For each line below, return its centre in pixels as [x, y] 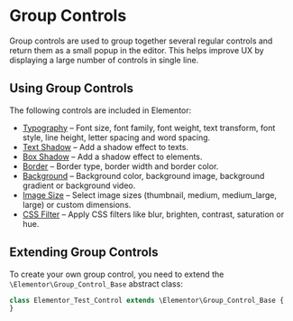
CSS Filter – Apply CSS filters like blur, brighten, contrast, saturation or [153, 214]
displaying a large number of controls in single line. [104, 60]
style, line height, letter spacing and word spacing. [116, 137]
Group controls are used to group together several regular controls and [141, 41]
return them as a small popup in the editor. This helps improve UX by [137, 50]
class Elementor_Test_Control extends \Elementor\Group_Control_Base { [146, 300]
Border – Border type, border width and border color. [120, 166]
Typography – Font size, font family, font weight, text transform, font [149, 127]
